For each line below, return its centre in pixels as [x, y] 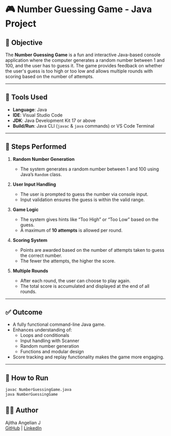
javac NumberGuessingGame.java [38, 390]
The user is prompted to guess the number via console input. [84, 194]
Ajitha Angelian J [23, 422]
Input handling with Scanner [50, 341]
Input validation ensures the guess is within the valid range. [82, 200]
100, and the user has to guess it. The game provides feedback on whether [84, 66]
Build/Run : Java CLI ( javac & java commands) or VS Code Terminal [83, 126]
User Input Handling [34, 184]
